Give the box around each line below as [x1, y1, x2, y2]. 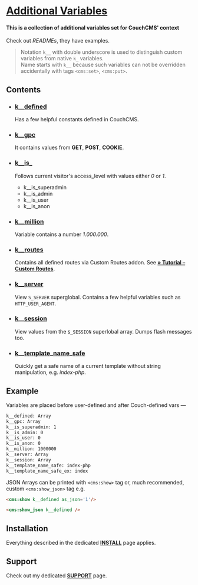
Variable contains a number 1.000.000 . [14, 231, 109, 238]
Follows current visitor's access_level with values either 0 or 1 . [14, 172, 166, 179]
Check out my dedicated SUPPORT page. [6, 572, 107, 579]
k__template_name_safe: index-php [6, 463, 91, 468]
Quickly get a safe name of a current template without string [14, 363, 161, 370]
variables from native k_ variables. [20, 55, 104, 62]
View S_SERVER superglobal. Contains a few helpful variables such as [14, 293, 181, 300]
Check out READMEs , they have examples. [6, 37, 110, 44]
